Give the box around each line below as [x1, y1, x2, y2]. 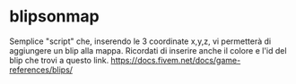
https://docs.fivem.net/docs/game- [110, 55, 241, 65]
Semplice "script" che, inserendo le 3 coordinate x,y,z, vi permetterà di [9, 36, 272, 46]
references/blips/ [9, 64, 74, 75]
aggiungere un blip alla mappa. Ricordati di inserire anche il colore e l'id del [9, 45, 287, 55]
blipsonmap [9, 6, 100, 27]
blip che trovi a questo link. [9, 55, 109, 65]
